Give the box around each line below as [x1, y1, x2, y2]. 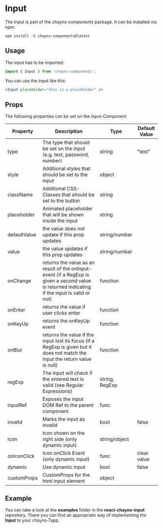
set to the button [42, 198, 80, 204]
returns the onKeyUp [42, 317, 90, 324]
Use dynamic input [42, 464, 85, 471]
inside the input [42, 217, 78, 224]
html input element [42, 478, 85, 484]
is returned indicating [42, 283, 91, 290]
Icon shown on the [42, 430, 85, 437]
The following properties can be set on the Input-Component [5, 114, 127, 119]
